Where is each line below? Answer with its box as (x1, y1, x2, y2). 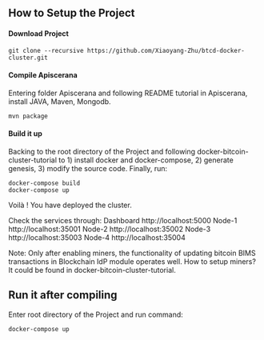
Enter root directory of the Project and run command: (8, 310, 184, 319)
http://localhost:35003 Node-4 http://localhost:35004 (8, 233, 186, 242)
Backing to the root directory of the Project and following (8, 147, 196, 156)
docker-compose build (8, 179, 81, 187)
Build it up (8, 129, 42, 138)
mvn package (8, 112, 48, 120)
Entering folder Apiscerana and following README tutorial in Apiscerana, (8, 88, 248, 98)
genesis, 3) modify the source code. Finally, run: (8, 164, 168, 173)
